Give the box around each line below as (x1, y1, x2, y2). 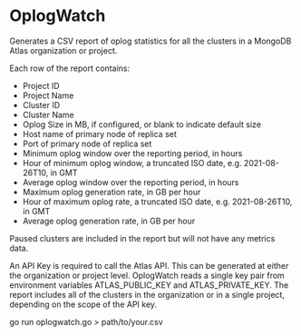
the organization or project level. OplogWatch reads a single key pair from (9, 270, 286, 281)
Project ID (22, 80, 61, 91)
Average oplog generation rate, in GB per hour (22, 215, 196, 226)
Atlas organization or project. (9, 44, 118, 55)
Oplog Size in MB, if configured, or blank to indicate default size (22, 119, 261, 130)
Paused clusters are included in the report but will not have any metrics (9, 232, 276, 243)
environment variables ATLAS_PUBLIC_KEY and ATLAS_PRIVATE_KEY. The (9, 279, 289, 291)
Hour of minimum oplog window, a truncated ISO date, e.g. (22, 157, 242, 168)
